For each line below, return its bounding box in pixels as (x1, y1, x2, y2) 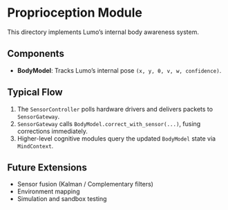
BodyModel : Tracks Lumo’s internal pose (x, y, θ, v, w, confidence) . (17, 66, 222, 74)
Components (7, 48, 64, 60)
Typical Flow (7, 87, 64, 98)
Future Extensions (7, 161, 88, 173)
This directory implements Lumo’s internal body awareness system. (7, 28, 199, 36)
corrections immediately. (17, 127, 88, 135)
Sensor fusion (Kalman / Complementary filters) (17, 180, 154, 189)
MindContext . (17, 141, 54, 150)
